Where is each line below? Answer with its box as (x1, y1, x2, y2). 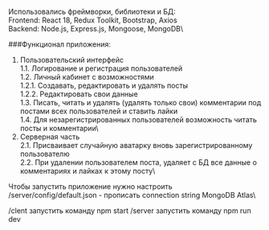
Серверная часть (19, 132, 80, 142)
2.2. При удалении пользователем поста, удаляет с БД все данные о (19, 158, 257, 167)
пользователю (19, 149, 70, 158)
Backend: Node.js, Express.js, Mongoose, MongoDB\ (8, 24, 184, 33)
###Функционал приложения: (8, 39, 111, 49)
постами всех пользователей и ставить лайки (19, 106, 178, 116)
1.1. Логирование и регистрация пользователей (19, 64, 183, 73)
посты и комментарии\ (19, 124, 99, 133)
